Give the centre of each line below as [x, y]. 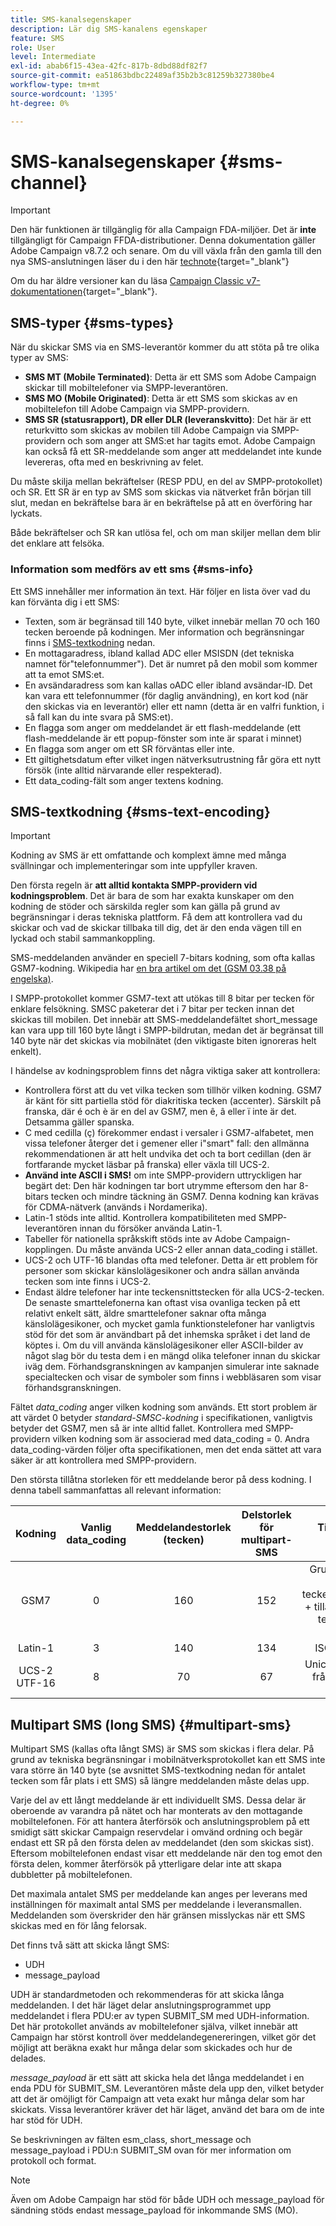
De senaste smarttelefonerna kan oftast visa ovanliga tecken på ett [162, 1303]
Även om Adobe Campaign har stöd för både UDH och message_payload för [167, 2200]
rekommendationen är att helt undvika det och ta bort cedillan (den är [168, 1154]
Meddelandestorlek [184, 1528]
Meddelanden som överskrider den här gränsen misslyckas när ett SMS [158, 1915]
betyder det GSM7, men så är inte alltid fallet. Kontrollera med [136, 1428]
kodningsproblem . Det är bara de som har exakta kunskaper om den [152, 896]
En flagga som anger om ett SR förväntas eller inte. [129, 748]
